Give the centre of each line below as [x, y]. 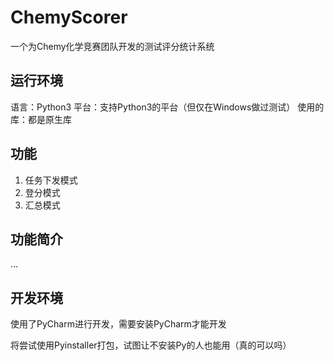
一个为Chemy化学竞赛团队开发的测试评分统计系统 [112, 46]
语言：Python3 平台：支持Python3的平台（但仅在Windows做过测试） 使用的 [167, 107]
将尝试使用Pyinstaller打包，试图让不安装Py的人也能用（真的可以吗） [151, 345]
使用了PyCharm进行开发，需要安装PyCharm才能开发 [118, 324]
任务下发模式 [51, 180]
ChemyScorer [69, 17]
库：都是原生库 [41, 119]
